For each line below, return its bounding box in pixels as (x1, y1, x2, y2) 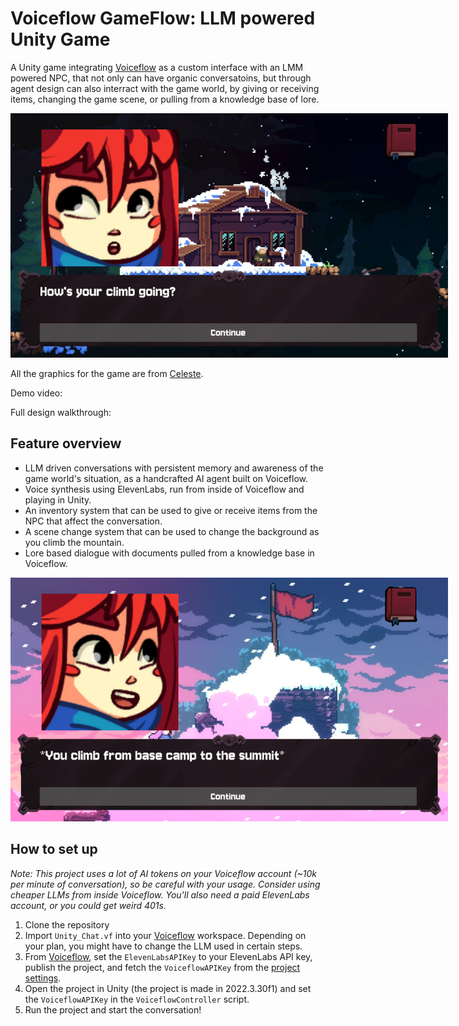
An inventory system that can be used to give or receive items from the (24, 504, 318, 516)
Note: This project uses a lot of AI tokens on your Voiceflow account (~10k (10, 867, 317, 879)
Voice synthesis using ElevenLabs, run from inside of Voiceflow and (24, 483, 305, 495)
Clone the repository (24, 918, 110, 931)
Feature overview (10, 435, 122, 452)
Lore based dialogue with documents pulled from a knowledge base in (24, 547, 315, 559)
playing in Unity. (24, 493, 92, 506)
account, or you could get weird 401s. (10, 899, 167, 911)
